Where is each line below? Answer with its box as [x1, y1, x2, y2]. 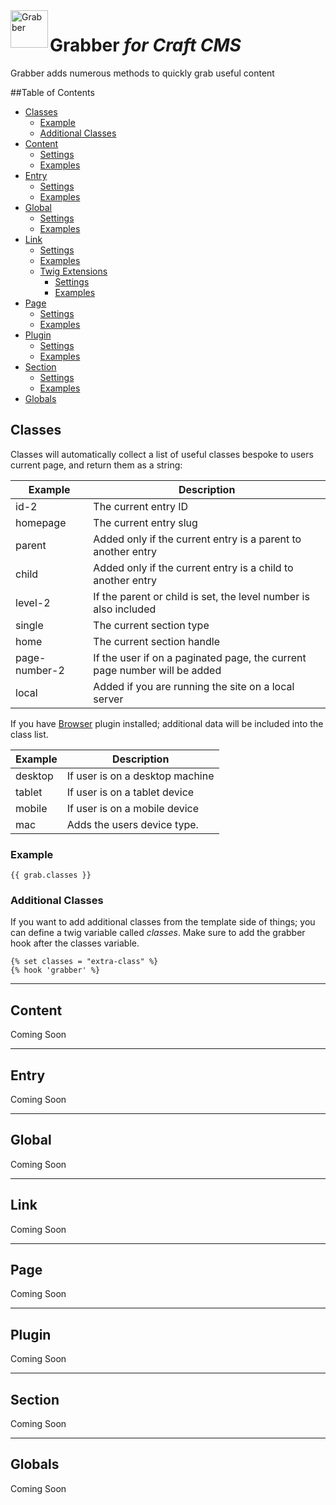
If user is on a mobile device [66, 801, 200, 815]
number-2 [15, 663, 65, 677]
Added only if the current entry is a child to [93, 560, 294, 574]
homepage [15, 515, 67, 529]
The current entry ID [93, 499, 189, 513]
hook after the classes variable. [10, 937, 140, 949]
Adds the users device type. [66, 817, 199, 831]
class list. [10, 728, 49, 740]
